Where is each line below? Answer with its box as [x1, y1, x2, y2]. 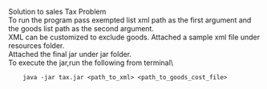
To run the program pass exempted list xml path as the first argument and [8, 15, 252, 25]
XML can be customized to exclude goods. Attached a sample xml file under [8, 32, 261, 42]
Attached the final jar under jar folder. [8, 50, 132, 59]
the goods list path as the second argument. [8, 24, 155, 33]
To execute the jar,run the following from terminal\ [8, 58, 174, 67]
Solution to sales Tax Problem [8, 7, 107, 16]
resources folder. [8, 41, 65, 51]
